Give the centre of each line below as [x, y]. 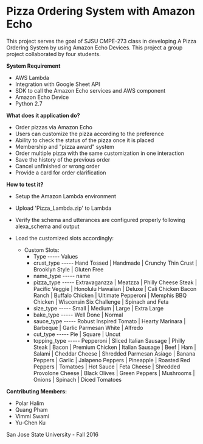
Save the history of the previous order [63, 159]
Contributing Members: [37, 391]
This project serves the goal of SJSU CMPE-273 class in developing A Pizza [101, 41]
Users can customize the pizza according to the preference [89, 134]
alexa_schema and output [47, 226]
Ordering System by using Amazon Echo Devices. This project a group [95, 48]
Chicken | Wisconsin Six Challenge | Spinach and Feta [101, 302]
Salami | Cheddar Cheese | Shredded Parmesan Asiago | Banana [114, 353]
